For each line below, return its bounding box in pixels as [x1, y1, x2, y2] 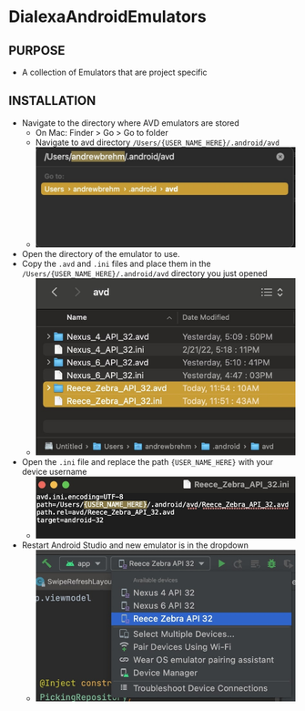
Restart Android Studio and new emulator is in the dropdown [21, 540, 249, 551]
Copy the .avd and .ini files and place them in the [21, 258, 211, 269]
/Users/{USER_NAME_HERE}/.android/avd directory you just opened [21, 267, 268, 279]
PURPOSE [8, 43, 66, 58]
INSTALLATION [8, 93, 97, 108]
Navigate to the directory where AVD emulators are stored [21, 117, 240, 129]
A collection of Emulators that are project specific [21, 67, 208, 77]
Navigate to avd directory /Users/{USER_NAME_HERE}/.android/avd [35, 137, 280, 148]
